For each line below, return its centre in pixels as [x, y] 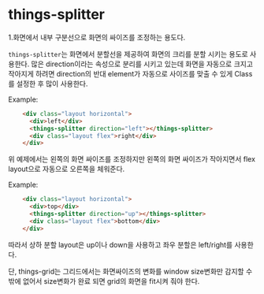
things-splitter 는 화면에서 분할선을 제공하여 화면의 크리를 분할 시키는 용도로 [128, 54]
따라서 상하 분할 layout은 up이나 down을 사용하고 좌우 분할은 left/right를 [121, 244]
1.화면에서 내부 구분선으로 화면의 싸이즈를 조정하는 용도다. [97, 37]
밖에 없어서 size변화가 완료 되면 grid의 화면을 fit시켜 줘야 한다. [104, 281]
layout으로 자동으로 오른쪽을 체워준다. [67, 169]
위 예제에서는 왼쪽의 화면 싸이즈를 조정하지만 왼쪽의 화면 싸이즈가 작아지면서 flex [132, 159]
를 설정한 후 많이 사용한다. [48, 84]
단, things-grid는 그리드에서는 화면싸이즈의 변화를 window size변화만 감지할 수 [130, 271]
